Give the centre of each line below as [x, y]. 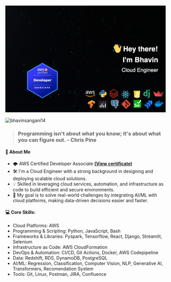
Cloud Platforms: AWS [36, 226]
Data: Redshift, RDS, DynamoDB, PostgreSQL [60, 258]
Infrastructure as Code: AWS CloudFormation [60, 247]
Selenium [22, 242]
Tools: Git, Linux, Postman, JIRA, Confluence [60, 274]
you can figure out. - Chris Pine [57, 140]
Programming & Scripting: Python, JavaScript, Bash [67, 231]
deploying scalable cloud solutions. [50, 178]
